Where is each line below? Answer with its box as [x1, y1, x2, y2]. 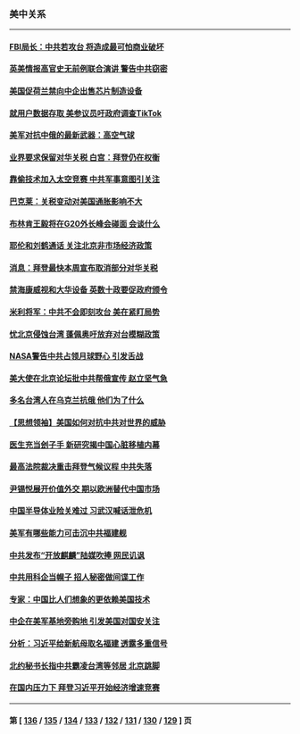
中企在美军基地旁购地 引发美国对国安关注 [9, 616, 161, 627]
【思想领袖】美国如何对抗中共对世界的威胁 [9, 417, 166, 428]
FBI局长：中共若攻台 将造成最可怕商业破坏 [9, 41, 164, 52]
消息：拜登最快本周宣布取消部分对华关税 [9, 262, 158, 273]
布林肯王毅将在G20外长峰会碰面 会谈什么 [9, 218, 161, 229]
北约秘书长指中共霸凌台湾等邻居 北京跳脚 [9, 660, 161, 671]
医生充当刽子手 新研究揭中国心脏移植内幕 [9, 439, 161, 450]
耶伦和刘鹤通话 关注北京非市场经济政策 [9, 240, 153, 251]
